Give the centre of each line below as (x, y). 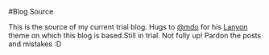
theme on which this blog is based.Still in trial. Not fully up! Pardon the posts (135, 35)
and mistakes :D (35, 44)
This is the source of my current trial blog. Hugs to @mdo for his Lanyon (128, 27)
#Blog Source (31, 12)
